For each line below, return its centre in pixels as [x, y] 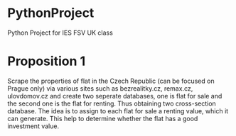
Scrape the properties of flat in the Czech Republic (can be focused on [111, 81]
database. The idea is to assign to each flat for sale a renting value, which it [118, 110]
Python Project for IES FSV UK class [60, 33]
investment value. [33, 126]
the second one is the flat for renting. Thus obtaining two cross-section [112, 103]
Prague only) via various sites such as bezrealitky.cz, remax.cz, [100, 88]
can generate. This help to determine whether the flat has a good [103, 118]
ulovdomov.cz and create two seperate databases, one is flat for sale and [115, 96]
